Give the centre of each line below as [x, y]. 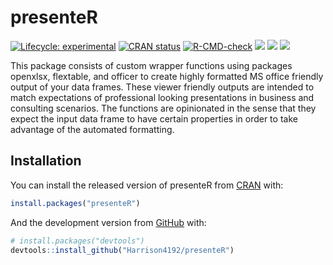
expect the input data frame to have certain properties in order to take [154, 118]
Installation [46, 161]
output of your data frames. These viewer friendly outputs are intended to [162, 87]
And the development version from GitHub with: [108, 222]
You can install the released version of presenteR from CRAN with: [147, 185]
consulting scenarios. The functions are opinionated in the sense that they [163, 108]
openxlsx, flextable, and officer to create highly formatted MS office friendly [167, 76]
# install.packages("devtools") [77, 241]
